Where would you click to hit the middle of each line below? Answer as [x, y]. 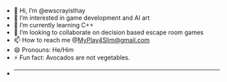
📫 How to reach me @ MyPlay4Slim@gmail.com [82, 40]
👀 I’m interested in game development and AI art [82, 18]
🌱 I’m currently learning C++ [53, 25]
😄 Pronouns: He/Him [44, 50]
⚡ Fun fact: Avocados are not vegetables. [72, 57]
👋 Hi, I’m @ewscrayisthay [49, 11]
